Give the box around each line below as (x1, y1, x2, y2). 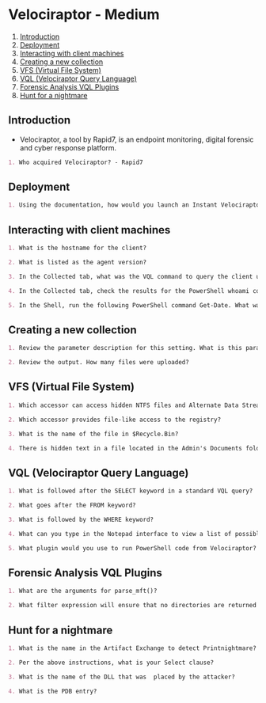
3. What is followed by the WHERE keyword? (8, 515, 154, 523)
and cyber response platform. (19, 142, 117, 152)
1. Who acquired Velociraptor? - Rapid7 (8, 158, 144, 166)
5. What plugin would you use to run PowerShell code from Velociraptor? (8, 544, 257, 552)
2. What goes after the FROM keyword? (8, 501, 136, 510)
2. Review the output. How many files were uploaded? (8, 359, 190, 367)
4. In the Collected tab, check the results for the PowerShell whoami (8, 287, 249, 294)
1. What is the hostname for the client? (8, 244, 147, 253)
